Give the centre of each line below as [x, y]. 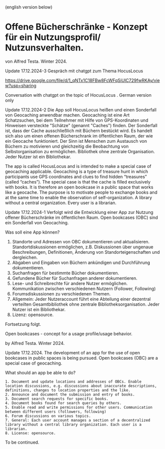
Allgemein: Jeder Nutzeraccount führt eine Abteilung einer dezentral [81, 299]
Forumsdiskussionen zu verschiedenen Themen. [61, 293]
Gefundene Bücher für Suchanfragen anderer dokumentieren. [75, 278]
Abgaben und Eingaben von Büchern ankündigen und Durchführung [81, 263]
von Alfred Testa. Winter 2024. [36, 61]
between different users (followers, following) [56, 412]
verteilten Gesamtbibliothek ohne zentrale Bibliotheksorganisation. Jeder [86, 304]
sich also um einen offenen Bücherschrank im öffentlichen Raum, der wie [79, 136]
